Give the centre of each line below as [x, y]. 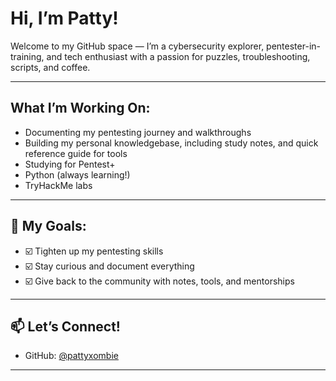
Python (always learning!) [77, 174]
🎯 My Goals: [48, 226]
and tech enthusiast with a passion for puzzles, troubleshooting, [178, 56]
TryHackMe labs [58, 185]
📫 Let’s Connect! [65, 326]
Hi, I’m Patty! [64, 18]
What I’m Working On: [80, 108]
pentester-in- [293, 46]
